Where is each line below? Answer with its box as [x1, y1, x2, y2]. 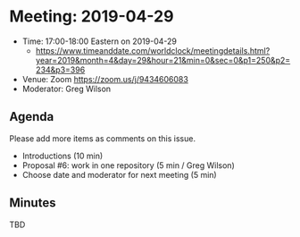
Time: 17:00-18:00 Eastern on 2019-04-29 [21, 36, 177, 47]
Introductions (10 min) [21, 150, 104, 161]
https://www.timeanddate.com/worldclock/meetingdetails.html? [35, 45, 271, 55]
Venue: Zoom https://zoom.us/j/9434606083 [21, 73, 189, 84]
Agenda [9, 109, 54, 124]
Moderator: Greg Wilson [21, 83, 112, 94]
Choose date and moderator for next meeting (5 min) [21, 169, 217, 180]
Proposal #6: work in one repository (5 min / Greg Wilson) [21, 159, 235, 171]
